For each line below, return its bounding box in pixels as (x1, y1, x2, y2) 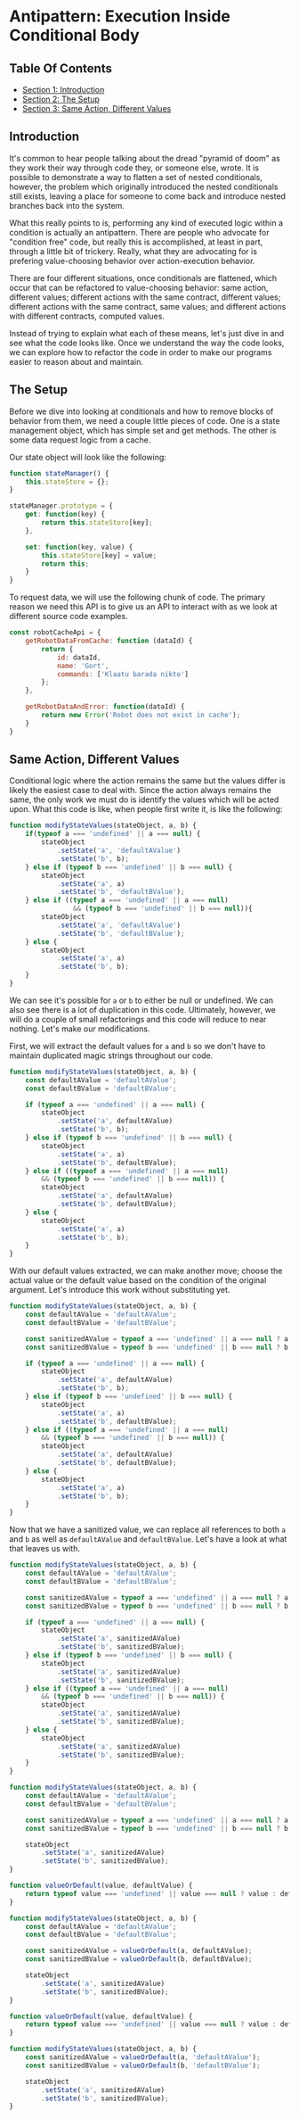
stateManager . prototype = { (9, 501, 114, 510)
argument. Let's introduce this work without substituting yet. (9, 1285, 230, 1295)
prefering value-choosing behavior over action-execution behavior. (9, 255, 255, 266)
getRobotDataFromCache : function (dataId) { (25, 636, 193, 645)
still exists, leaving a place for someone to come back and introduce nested (9, 190, 287, 202)
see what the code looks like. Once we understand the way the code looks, (9, 337, 285, 348)
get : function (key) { (25, 510, 105, 519)
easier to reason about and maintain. (9, 356, 144, 367)
